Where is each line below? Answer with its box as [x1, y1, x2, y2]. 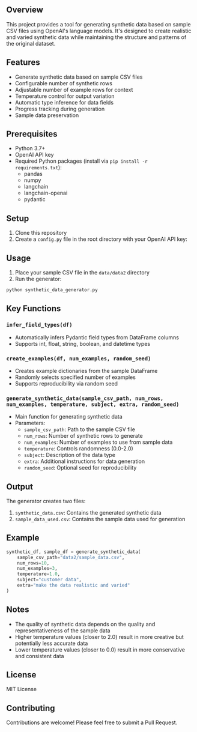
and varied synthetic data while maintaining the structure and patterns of [6, 33, 187, 41]
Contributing [6, 703, 55, 713]
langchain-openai [23, 189, 68, 197]
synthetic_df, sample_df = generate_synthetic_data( [6, 549, 141, 555]
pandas [23, 171, 43, 178]
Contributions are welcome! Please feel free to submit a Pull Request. [6, 719, 178, 726]
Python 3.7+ [14, 145, 46, 152]
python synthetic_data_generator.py [6, 287, 98, 293]
